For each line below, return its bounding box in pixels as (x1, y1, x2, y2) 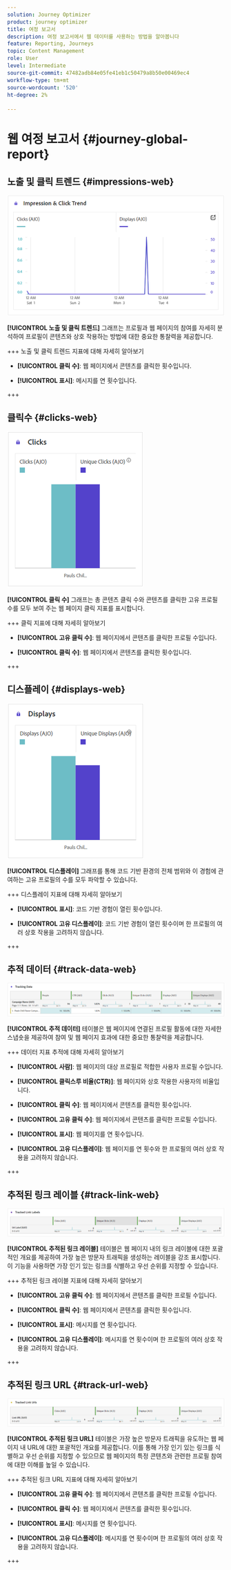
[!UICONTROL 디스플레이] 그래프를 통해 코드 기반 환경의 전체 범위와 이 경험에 (7, 866, 217, 875)
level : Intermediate (7, 62, 67, 69)
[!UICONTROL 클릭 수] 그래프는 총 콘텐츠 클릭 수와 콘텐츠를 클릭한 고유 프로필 (7, 595, 219, 604)
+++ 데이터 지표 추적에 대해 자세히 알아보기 (7, 1048, 124, 1056)
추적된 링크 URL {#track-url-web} (7, 1379, 149, 1391)
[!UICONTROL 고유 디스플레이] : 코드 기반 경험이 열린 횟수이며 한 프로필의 (17, 919, 216, 928)
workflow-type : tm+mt (7, 77, 70, 84)
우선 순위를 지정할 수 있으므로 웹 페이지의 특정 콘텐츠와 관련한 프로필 (25, 1452, 210, 1460)
